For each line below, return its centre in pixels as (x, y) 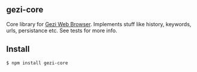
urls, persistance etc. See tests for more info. (62, 30)
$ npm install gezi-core (37, 63)
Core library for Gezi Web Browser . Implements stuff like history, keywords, (99, 24)
